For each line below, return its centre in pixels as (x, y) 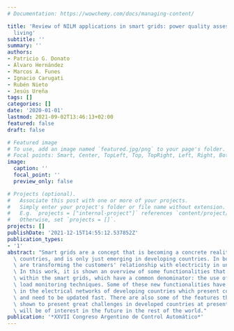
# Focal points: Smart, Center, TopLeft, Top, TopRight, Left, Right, (112, 155)
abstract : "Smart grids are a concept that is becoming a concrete (107, 252)
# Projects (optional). (42, 194)
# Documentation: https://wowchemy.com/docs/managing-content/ (101, 14)
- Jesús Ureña (28, 91)
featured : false (31, 123)
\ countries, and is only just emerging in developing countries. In (116, 259)
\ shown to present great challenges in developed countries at (109, 304)
